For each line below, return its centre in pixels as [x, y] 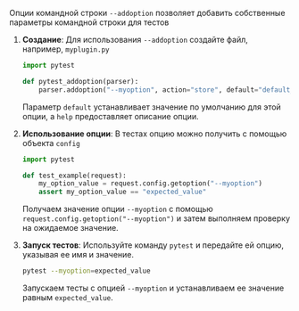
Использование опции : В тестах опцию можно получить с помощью [154, 134]
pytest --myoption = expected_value [86, 271]
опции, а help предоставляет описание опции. [110, 116]
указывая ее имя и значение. [78, 255]
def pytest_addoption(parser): [80, 81]
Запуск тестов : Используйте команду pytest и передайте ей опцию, [153, 245]
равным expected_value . [67, 297]
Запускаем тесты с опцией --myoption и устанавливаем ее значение [153, 288]
